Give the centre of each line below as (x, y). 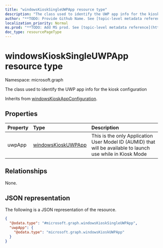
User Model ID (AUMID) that (123, 142)
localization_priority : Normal (37, 23)
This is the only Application (122, 135)
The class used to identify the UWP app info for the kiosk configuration (76, 89)
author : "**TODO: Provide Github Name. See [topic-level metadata (73, 18)
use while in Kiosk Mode (119, 154)
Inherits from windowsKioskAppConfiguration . (51, 99)
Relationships (26, 171)
